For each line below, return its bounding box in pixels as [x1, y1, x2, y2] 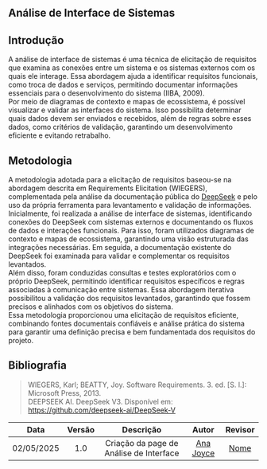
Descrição [122, 424, 162, 435]
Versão [67, 424, 95, 435]
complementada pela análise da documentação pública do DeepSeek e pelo [8, 192, 258, 201]
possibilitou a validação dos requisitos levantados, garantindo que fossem [8, 294, 250, 303]
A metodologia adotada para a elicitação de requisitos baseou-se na [8, 175, 232, 185]
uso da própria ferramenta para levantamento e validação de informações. [8, 201, 252, 210]
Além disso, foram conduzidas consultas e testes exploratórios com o [8, 268, 237, 278]
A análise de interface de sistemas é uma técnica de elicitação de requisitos [8, 55, 257, 64]
